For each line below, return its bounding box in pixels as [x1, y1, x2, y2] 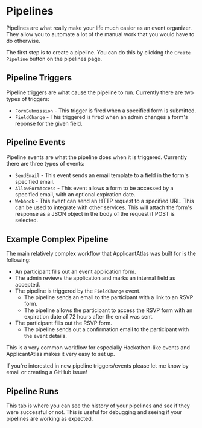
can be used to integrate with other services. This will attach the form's [14, 204, 192, 211]
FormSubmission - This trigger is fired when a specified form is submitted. [14, 107, 197, 114]
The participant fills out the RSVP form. [14, 319, 113, 327]
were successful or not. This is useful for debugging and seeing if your [6, 409, 182, 416]
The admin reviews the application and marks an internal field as [14, 274, 176, 282]
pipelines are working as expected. [6, 415, 93, 423]
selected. [14, 216, 39, 224]
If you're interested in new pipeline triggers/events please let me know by [6, 362, 189, 369]
